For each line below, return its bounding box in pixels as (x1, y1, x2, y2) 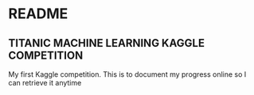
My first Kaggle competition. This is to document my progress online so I (8, 70, 247, 79)
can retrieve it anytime (8, 78, 82, 87)
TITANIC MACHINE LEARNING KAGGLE (8, 36, 205, 50)
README (8, 5, 68, 23)
